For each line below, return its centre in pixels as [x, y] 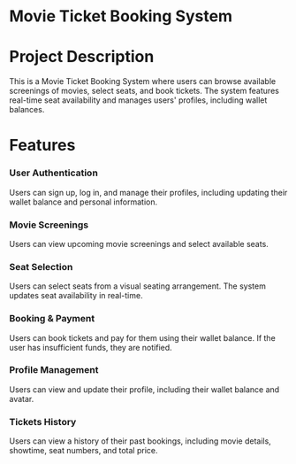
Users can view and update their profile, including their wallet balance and [144, 389]
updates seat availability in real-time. [76, 296]
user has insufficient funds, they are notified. [91, 347]
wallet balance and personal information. [83, 202]
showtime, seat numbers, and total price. [83, 451]
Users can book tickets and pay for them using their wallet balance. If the [142, 337]
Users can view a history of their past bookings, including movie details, [140, 441]
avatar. [22, 398]
